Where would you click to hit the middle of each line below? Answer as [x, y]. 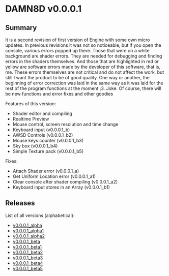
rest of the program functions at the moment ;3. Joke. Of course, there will [83, 88]
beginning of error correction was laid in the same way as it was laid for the [84, 83]
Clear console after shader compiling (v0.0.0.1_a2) [65, 182]
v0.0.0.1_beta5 [28, 268]
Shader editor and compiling [42, 113]
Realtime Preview [31, 119]
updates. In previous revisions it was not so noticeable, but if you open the [83, 45]
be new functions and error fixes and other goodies [59, 94]
